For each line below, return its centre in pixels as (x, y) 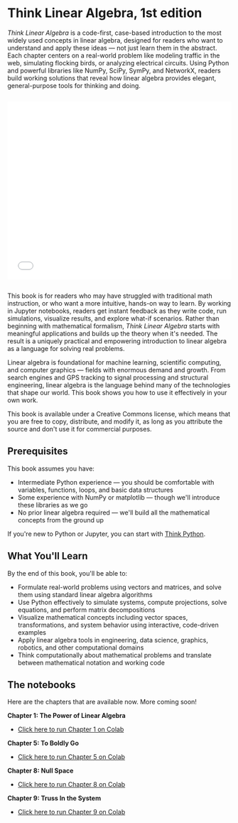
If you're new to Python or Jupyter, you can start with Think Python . (107, 534)
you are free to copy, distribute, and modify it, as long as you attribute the (115, 421)
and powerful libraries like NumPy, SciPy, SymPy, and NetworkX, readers (114, 70)
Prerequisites (38, 452)
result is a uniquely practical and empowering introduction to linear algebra (117, 341)
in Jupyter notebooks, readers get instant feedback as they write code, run (117, 311)
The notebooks (42, 685)
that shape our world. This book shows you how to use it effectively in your (117, 392)
